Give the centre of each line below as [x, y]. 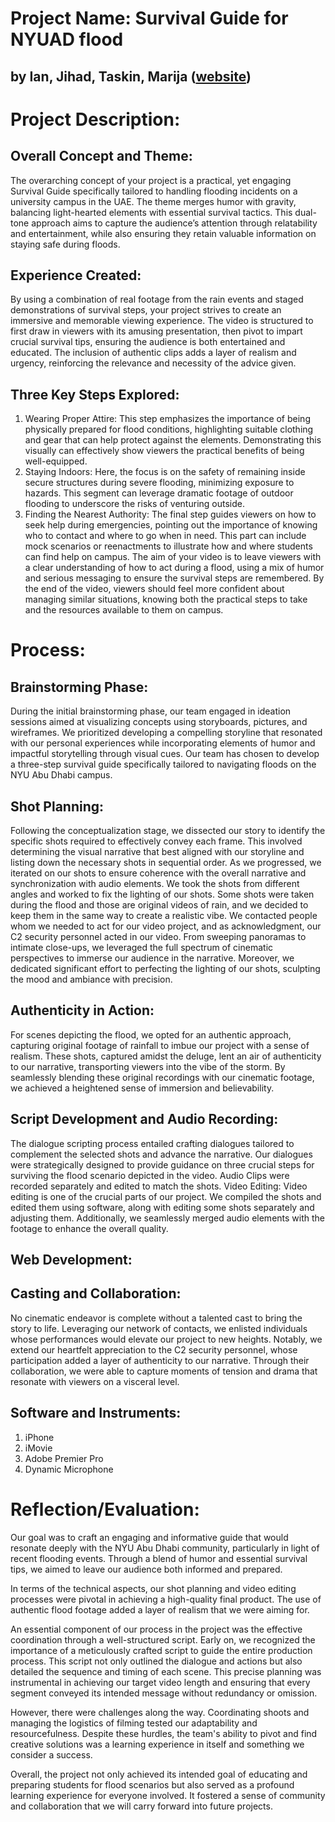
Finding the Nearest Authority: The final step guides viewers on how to [170, 514]
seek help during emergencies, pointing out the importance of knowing [171, 525]
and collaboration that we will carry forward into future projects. [141, 1806]
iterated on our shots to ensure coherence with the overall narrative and [158, 873]
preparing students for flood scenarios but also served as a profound [152, 1784]
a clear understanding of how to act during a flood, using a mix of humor [174, 568]
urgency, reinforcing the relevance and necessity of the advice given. [153, 363]
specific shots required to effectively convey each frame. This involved [156, 841]
